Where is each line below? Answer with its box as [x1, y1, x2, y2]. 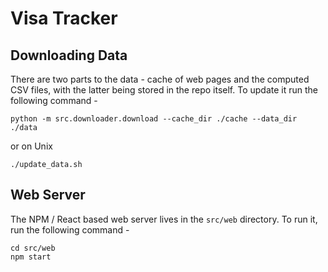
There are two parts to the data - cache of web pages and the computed [10, 73, 310, 85]
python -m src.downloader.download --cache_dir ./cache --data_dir [10, 114, 298, 124]
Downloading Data [10, 47, 128, 64]
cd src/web [10, 243, 56, 253]
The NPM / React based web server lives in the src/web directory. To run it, [10, 213, 318, 225]
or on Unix [10, 140, 53, 152]
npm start [10, 252, 52, 262]
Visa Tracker [10, 7, 118, 30]
